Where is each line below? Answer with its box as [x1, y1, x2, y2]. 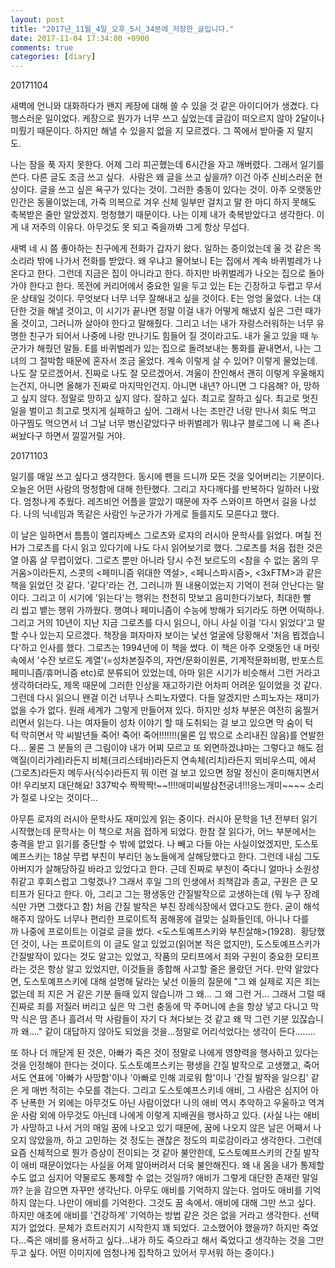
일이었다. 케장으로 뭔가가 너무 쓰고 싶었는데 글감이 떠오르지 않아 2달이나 [44, 112, 325, 125]
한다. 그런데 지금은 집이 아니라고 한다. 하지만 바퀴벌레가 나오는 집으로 [36, 267, 307, 280]
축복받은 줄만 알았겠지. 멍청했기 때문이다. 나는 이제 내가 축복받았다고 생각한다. [10, 209, 315, 221]
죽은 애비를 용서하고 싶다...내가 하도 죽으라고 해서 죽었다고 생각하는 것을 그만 [25, 1234, 325, 1246]
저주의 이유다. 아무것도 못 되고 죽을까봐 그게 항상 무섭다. [31, 221, 250, 233]
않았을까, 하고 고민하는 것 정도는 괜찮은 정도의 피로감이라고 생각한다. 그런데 [28, 1134, 323, 1146]
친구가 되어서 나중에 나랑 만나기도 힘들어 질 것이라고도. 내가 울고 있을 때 [28, 330, 309, 342]
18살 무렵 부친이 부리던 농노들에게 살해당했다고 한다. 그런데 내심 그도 [53, 851, 321, 863]
